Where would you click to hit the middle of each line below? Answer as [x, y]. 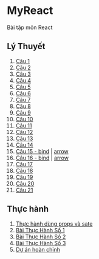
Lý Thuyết [26, 46]
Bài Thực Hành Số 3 [41, 243]
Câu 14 [24, 145]
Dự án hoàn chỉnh [38, 249]
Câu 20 [25, 183]
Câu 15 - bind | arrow [42, 151]
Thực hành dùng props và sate [54, 224]
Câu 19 [24, 177]
